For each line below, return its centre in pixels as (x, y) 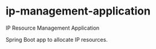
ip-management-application (78, 11)
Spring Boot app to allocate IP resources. (57, 39)
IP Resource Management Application (53, 28)
